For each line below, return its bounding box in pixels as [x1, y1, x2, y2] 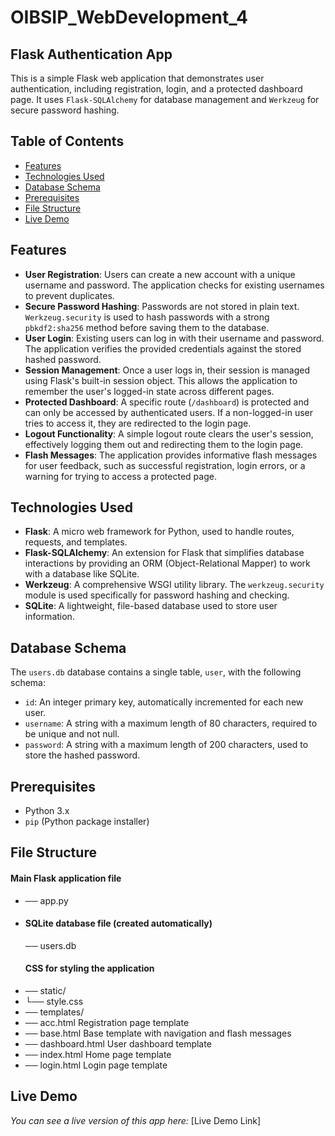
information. [24, 611, 75, 623]
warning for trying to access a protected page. [24, 470, 217, 482]
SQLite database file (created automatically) [24, 917, 213, 930]
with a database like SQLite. [24, 568, 140, 580]
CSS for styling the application [24, 962, 155, 975]
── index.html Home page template [24, 1049, 172, 1061]
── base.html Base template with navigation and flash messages [24, 1027, 292, 1040]
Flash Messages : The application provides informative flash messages [24, 449, 318, 461]
